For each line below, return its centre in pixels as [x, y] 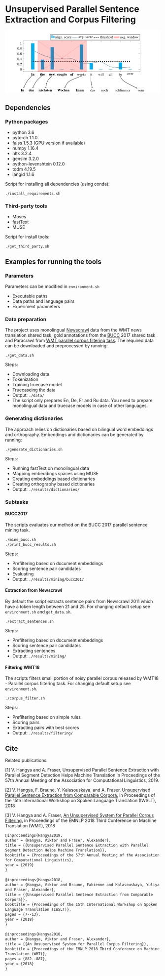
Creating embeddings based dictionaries [53, 479]
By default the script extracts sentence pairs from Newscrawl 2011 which [79, 602]
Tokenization [25, 379]
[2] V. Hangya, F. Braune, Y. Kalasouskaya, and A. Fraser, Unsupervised [78, 790]
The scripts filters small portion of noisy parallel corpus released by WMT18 [82, 678]
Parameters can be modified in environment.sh [52, 286]
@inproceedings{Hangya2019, [34, 836]
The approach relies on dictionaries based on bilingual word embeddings [79, 429]
